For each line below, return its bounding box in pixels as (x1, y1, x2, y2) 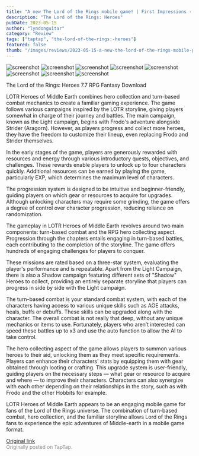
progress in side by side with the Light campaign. (6, 284, 126, 291)
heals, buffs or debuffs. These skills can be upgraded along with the (6, 308, 173, 315)
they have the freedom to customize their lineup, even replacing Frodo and (6, 131, 188, 138)
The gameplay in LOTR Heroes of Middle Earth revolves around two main (6, 222, 184, 229)
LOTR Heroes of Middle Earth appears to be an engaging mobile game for (6, 400, 186, 407)
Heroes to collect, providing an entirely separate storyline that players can (6, 277, 187, 285)
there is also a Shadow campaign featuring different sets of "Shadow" (6, 271, 176, 278)
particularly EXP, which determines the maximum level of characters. (6, 173, 175, 181)
